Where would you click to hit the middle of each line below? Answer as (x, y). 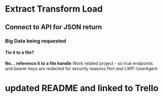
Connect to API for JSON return (54, 27)
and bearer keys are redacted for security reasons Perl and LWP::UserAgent (81, 68)
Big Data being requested (36, 41)
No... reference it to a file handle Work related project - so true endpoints (79, 63)
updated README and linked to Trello (82, 88)
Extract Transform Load (54, 9)
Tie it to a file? (19, 53)
